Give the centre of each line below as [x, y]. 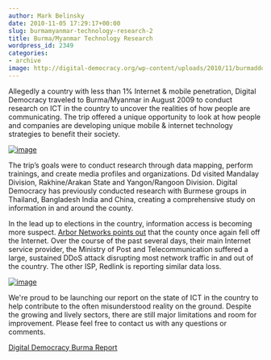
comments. [27, 332]
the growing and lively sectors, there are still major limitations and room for [133, 314]
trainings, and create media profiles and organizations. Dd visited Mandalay [134, 173]
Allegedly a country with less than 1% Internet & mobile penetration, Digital [132, 91]
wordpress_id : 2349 [41, 46]
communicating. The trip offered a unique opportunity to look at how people [134, 117]
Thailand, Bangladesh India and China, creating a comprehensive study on [132, 199]
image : [19, 68]
